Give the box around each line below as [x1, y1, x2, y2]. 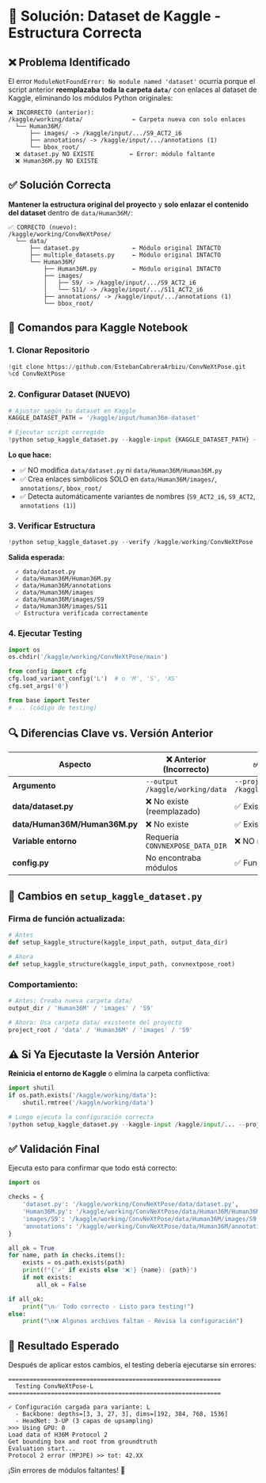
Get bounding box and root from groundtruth [8, 1438, 158, 1446]
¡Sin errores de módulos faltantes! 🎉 [8, 1466, 125, 1475]
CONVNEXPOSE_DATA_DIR [145, 842, 227, 850]
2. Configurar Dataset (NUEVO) [8, 389, 131, 400]
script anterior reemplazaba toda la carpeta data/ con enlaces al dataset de [8, 85, 257, 94]
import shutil [8, 1084, 55, 1092]
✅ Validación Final [8, 1143, 101, 1156]
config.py [12, 857, 49, 869]
